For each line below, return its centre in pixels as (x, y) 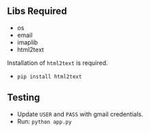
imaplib (27, 42)
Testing (24, 97)
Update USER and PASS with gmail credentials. (80, 114)
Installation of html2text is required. (58, 63)
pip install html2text (49, 77)
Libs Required (37, 11)
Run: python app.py (44, 121)
